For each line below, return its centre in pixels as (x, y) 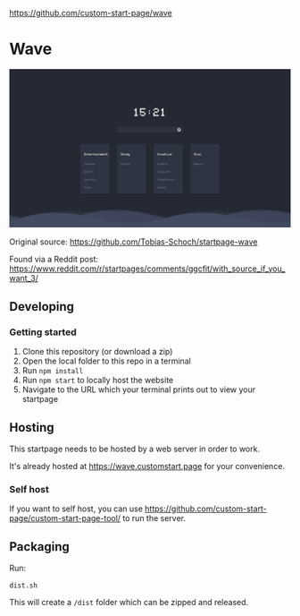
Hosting (32, 428)
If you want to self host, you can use (76, 509)
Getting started (43, 332)
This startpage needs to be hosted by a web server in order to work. (135, 449)
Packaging (39, 547)
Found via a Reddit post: (54, 260)
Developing (42, 307)
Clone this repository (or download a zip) (97, 352)
